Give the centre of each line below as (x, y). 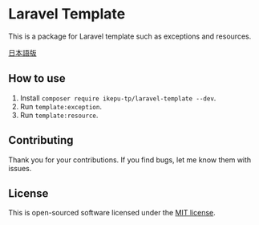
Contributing (41, 140)
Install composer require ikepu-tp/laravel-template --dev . (118, 98)
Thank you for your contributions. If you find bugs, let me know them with (130, 160)
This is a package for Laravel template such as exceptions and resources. (130, 36)
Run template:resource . (59, 115)
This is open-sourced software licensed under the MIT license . (112, 213)
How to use (37, 78)
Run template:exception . (61, 106)
